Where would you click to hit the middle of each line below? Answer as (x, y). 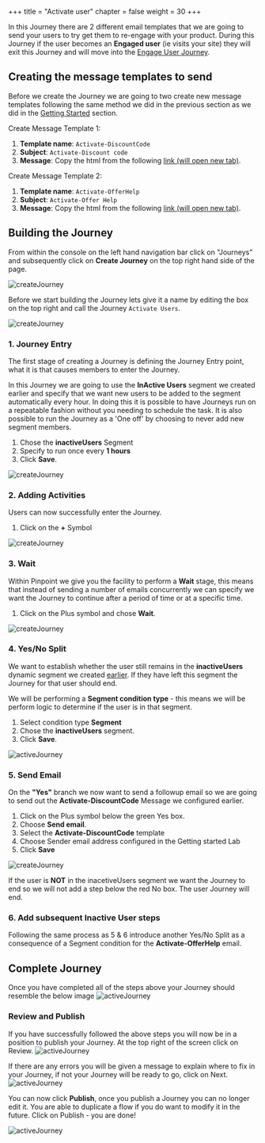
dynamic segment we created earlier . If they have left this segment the (123, 675)
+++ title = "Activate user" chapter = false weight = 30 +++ (105, 11)
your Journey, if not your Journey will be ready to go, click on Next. (118, 1074)
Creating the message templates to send (110, 77)
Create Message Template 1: (55, 128)
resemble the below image (51, 996)
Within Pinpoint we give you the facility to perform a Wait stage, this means (131, 581)
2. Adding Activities (47, 495)
